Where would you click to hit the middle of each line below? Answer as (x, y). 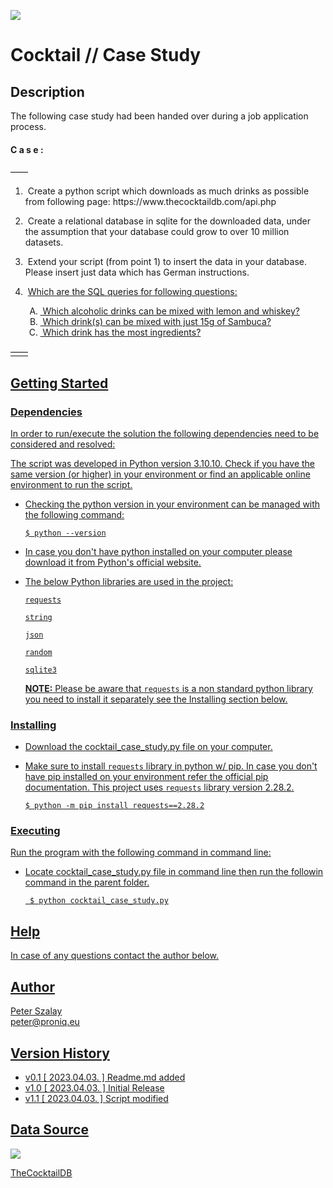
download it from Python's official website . (113, 562)
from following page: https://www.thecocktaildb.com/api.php (150, 202)
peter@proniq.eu (45, 1022)
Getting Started (59, 383)
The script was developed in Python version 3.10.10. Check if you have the (163, 463)
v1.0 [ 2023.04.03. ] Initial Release (94, 1087)
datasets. (44, 242)
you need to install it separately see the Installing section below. (156, 699)
